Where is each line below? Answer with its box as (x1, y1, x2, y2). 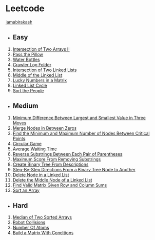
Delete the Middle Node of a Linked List (12, 177, 92, 183)
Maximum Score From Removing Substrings (12, 156, 101, 162)
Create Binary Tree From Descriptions (12, 161, 89, 167)
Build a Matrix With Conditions (12, 230, 74, 236)
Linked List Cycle (12, 82, 48, 88)
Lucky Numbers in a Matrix (12, 77, 67, 83)
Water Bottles (12, 57, 40, 62)
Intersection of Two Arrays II (12, 46, 70, 52)
